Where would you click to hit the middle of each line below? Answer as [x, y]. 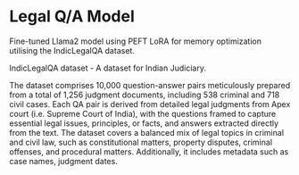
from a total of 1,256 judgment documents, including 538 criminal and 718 [145, 95]
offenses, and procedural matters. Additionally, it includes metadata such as [149, 151]
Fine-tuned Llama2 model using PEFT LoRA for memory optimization [135, 41]
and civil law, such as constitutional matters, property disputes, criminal [141, 142]
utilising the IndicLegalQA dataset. [72, 50]
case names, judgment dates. [63, 161]
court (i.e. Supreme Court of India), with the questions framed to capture [143, 113]
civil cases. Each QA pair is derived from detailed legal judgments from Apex [150, 104]
